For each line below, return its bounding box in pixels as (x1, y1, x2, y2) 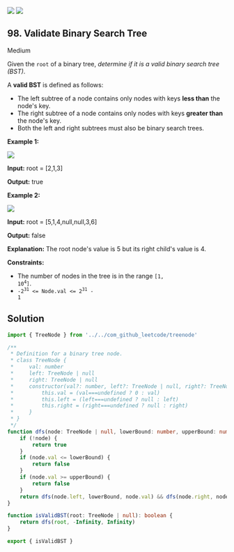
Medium (7, 46, 31, 54)
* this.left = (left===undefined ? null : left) (10, 396, 179, 403)
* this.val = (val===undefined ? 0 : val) (10, 389, 160, 396)
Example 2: (7, 191, 40, 199)
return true (32, 441, 68, 448)
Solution (7, 313, 45, 325)
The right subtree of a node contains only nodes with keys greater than (17, 109, 223, 117)
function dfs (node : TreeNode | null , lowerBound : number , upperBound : (7, 428, 217, 435)
